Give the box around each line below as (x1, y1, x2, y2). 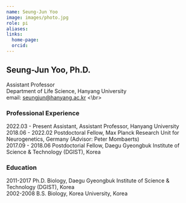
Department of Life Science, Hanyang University (6, 87, 127, 94)
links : (6, 31, 23, 37)
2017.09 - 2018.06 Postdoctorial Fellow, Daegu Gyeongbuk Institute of (6, 141, 180, 149)
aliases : (6, 25, 28, 32)
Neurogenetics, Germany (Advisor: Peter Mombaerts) (6, 135, 140, 143)
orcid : (11, 43, 28, 49)
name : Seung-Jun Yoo (6, 8, 59, 15)
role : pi (6, 20, 28, 26)
